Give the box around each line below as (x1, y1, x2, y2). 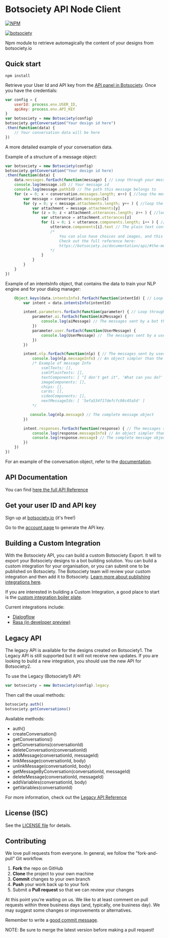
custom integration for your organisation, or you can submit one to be (5, 563, 149, 569)
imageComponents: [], (41, 380, 87, 385)
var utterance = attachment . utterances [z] (41, 215, 132, 220)
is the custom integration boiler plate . (5, 594, 82, 600)
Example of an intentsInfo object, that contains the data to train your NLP (5, 280, 156, 286)
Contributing (5, 837, 46, 845)
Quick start (5, 60, 41, 69)
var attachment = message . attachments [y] (32, 205, 121, 211)
